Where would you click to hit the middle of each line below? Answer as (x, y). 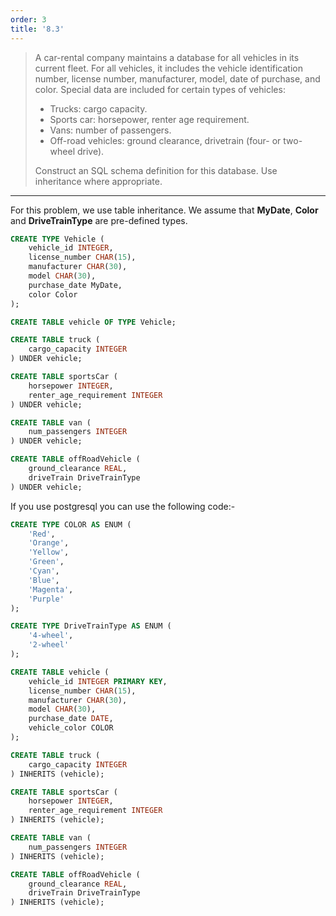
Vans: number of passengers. (110, 130)
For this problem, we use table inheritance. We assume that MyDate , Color (164, 210)
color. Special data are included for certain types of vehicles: (160, 89)
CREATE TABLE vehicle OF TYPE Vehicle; (93, 322)
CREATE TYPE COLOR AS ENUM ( (71, 524)
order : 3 (28, 19)
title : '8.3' (37, 29)
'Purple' (46, 599)
